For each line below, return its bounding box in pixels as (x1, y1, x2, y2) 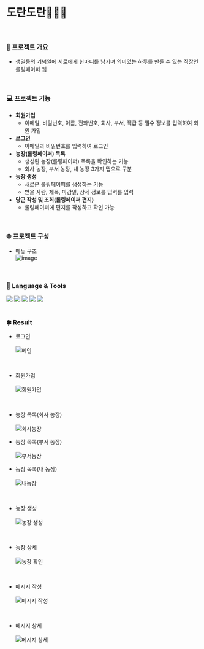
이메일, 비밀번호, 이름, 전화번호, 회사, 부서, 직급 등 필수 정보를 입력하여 (24, 119, 192, 126)
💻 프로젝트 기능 (6, 95, 51, 103)
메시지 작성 (15, 583, 42, 590)
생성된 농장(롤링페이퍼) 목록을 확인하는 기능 (24, 157, 129, 165)
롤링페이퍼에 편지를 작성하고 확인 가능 (24, 203, 115, 211)
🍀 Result (6, 318, 32, 327)
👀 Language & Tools (6, 281, 66, 290)
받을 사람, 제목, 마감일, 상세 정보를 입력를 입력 (24, 188, 134, 195)
